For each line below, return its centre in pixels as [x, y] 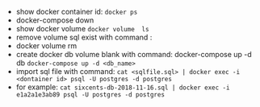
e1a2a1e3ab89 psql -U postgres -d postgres [90, 95]
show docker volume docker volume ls [82, 29]
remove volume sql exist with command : [84, 37]
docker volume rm [46, 46]
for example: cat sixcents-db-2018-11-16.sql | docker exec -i [123, 87]
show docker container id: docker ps [77, 12]
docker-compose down [55, 20]
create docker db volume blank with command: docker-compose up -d [134, 54]
